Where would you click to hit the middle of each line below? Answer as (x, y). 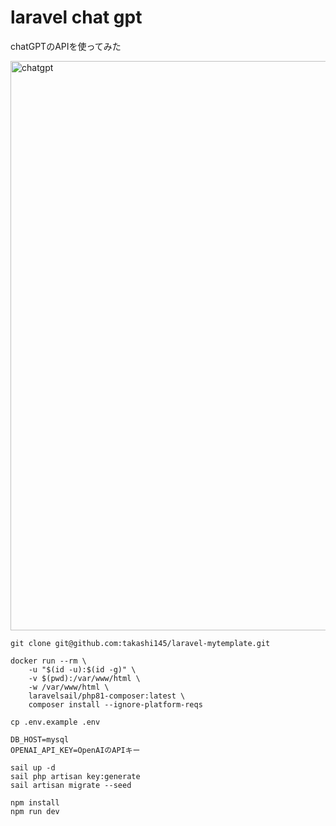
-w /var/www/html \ (69, 687)
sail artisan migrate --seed (71, 785)
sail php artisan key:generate (75, 776)
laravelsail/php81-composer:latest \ (107, 696)
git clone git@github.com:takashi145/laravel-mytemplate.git (140, 643)
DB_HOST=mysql (40, 739)
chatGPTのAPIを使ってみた (66, 46)
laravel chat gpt (76, 17)
